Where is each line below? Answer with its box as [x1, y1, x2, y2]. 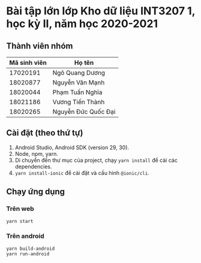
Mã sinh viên [9, 59, 47, 66]
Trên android [6, 232, 45, 240]
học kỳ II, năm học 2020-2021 [6, 17, 158, 31]
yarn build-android [6, 246, 55, 252]
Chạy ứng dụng [6, 187, 65, 197]
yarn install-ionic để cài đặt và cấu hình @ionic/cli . [14, 169, 150, 176]
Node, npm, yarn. [14, 150, 58, 157]
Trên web [6, 205, 34, 213]
